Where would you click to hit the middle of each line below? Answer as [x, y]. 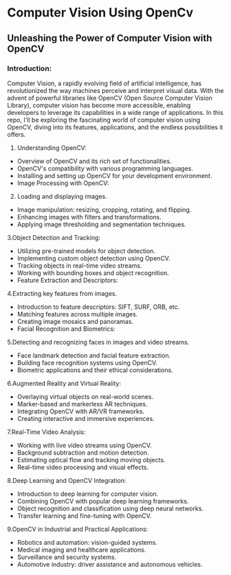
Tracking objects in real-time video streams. [79, 265]
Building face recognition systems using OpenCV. [87, 362]
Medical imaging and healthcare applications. [81, 550]
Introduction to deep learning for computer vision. [88, 494]
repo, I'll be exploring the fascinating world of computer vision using [104, 120]
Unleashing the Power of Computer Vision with [110, 38]
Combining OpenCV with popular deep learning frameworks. [103, 501]
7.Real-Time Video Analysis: [46, 432]
